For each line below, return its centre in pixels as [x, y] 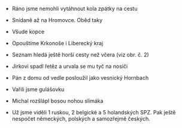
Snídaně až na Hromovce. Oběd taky [57, 20]
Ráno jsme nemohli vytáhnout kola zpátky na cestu [75, 9]
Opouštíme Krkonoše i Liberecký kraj [57, 43]
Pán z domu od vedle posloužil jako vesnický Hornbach [80, 78]
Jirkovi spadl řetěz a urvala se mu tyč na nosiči [70, 66]
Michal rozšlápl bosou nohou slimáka [57, 101]
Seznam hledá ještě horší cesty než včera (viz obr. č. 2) [81, 55]
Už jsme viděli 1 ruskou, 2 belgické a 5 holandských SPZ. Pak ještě [94, 112]
